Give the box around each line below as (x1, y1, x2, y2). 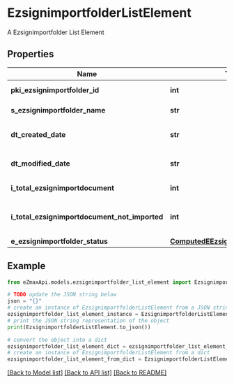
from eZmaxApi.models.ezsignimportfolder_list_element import (7, 278, 192, 286)
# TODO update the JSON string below (7, 291, 117, 298)
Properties (7, 48, 54, 60)
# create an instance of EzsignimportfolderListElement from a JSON (7, 304, 210, 312)
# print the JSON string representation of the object (7, 317, 170, 324)
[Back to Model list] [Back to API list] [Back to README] (7, 368, 167, 377)
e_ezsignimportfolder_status (10, 236, 108, 246)
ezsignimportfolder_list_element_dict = (7, 342, 127, 350)
